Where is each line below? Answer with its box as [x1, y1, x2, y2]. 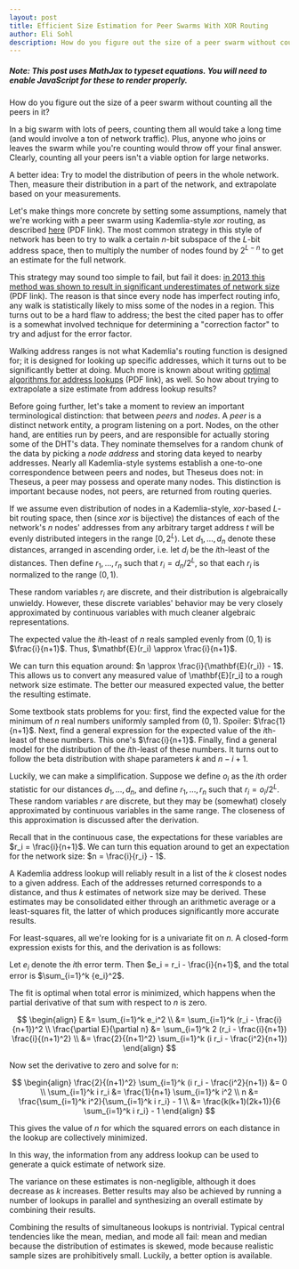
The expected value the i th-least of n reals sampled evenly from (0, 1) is [9, 634, 271, 645]
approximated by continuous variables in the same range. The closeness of [9, 804, 286, 815]
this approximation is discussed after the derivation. [9, 814, 199, 825]
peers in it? [9, 107, 51, 117]
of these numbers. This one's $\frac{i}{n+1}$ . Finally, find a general [28, 735, 278, 746]
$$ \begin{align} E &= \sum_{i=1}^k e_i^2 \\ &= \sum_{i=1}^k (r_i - [16, 1014, 255, 1025]
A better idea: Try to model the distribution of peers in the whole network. [9, 170, 279, 181]
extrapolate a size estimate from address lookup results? [9, 384, 217, 394]
